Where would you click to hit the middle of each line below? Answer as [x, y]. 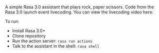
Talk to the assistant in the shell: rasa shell [56, 46]
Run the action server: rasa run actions [52, 41]
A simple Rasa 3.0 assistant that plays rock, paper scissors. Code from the [79, 7]
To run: [12, 21]
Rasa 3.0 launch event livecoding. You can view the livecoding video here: [79, 12]
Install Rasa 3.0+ [29, 31]
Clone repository [29, 36]
